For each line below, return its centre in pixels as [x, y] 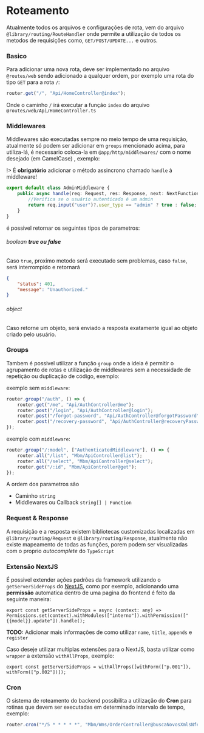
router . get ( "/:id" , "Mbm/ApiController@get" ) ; [77, 467]
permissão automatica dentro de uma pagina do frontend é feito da [91, 593]
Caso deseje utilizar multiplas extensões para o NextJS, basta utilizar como [100, 649]
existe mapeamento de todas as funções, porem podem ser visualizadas [97, 544]
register [17, 638]
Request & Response [37, 518]
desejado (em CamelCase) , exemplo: [53, 159]
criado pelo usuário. [31, 334]
